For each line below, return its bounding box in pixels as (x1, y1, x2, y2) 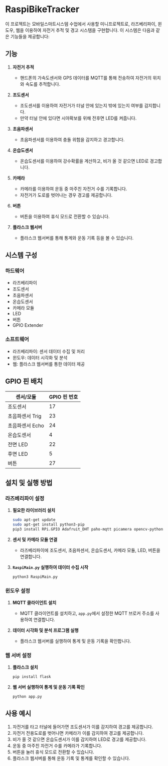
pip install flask (12, 674, 51, 679)
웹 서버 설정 (5, 652, 32, 659)
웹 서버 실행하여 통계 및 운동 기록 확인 (12, 684, 85, 690)
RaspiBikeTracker (5, 4, 80, 15)
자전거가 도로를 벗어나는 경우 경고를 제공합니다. (20, 192, 113, 198)
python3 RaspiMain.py (12, 574, 58, 579)
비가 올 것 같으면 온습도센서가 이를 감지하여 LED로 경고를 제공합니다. (12, 736, 147, 742)
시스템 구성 (5, 251, 38, 260)
